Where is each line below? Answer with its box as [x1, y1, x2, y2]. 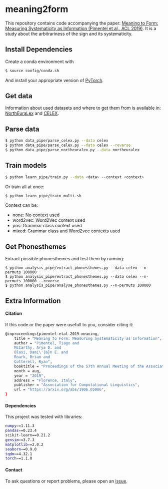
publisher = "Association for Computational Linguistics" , [14, 382, 140, 387]
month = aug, [14, 368, 41, 373]
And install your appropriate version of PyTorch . [5, 77, 104, 83]
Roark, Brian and [14, 354, 50, 360]
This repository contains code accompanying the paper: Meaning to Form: [5, 20, 158, 26]
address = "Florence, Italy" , [14, 378, 77, 383]
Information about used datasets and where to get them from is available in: [5, 105, 161, 111]
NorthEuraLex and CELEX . [5, 110, 59, 116]
